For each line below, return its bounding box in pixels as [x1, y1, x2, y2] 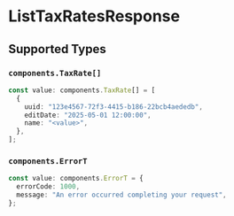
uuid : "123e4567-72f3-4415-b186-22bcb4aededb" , [24, 102, 203, 112]
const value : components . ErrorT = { [8, 174, 144, 183]
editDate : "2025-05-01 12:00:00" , [24, 111, 152, 120]
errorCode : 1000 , [16, 182, 81, 191]
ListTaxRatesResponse [8, 6, 181, 27]
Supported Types [8, 42, 107, 57]
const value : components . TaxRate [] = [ [8, 86, 156, 95]
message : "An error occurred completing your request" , [16, 190, 227, 200]
